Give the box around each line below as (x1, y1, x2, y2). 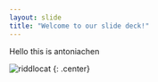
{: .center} (53, 63, 91, 74)
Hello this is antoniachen (9, 45, 100, 56)
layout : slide (9, 12, 62, 22)
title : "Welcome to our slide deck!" (9, 21, 150, 30)
